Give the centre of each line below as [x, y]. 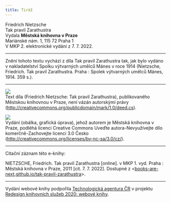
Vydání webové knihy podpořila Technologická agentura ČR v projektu [79, 188]
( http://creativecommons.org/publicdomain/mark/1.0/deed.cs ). [71, 107]
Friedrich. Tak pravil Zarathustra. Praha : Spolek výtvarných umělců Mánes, [84, 71]
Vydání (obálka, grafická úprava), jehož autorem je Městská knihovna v [80, 122]
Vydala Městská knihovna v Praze [41, 35]
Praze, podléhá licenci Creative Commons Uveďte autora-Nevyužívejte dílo [84, 128]
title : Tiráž [19, 10]
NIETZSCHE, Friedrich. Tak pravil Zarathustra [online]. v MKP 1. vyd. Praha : [84, 163]
